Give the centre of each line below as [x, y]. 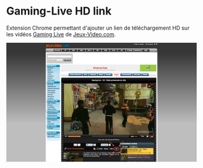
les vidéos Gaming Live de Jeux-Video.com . [61, 34]
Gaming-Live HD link [59, 11]
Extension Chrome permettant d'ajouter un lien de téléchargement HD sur [98, 28]
